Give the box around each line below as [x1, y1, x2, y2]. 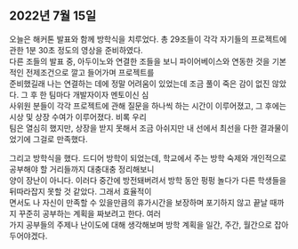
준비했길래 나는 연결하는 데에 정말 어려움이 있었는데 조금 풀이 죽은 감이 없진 [9, 78, 270, 89]
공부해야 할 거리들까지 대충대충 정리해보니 [9, 164, 155, 174]
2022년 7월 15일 [9, 8, 97, 24]
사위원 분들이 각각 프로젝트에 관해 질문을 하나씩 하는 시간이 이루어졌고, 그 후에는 [9, 100, 287, 111]
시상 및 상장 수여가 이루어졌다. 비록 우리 [9, 111, 147, 122]
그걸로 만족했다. [32, 133, 88, 144]
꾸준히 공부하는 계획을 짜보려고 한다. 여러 [18, 208, 162, 219]
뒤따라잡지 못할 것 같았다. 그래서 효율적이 [9, 186, 152, 197]
